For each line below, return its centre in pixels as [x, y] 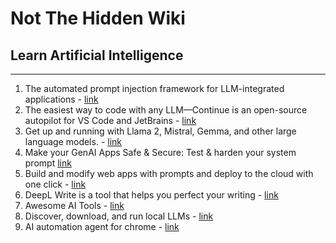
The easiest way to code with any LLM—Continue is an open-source [166, 110]
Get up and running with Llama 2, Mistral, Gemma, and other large [160, 131]
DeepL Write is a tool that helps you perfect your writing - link [151, 195]
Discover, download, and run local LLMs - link [119, 216]
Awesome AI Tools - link [74, 205]
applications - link [61, 99]
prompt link [48, 163]
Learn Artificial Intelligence [97, 55]
